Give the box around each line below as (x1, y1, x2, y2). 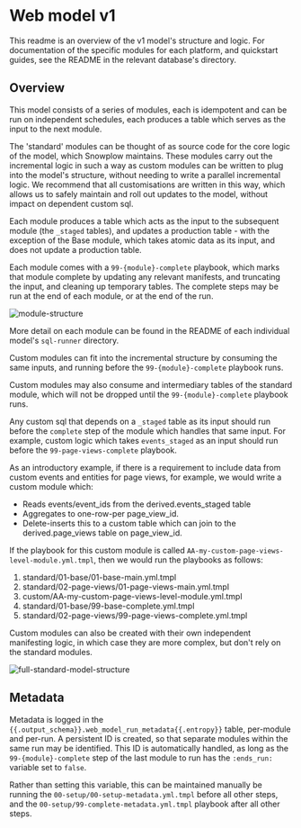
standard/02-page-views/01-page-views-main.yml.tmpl (22, 581, 230, 592)
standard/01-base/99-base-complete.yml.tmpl (22, 600, 195, 611)
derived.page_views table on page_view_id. (22, 527, 182, 538)
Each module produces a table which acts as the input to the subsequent (9, 215, 279, 226)
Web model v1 (9, 5, 116, 26)
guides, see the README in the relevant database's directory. (9, 54, 236, 65)
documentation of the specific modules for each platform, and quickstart (9, 44, 279, 55)
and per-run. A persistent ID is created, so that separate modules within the (9, 733, 288, 743)
